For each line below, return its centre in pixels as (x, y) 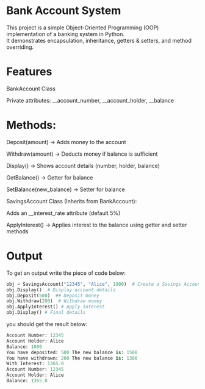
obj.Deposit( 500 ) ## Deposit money (53, 296)
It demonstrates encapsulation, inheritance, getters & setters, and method (99, 40)
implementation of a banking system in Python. (66, 34)
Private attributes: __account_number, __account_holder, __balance (90, 100)
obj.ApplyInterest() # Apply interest (56, 307)
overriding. (20, 47)
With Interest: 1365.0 (35, 364)
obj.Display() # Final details (46, 313)
